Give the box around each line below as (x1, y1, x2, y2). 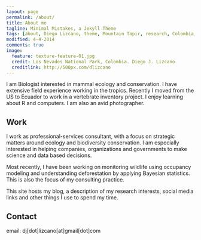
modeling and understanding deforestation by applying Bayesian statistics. (6, 170, 190, 177)
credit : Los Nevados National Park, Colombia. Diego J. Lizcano (11, 59, 175, 64)
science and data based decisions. (6, 152, 92, 159)
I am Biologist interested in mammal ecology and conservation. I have (6, 81, 178, 88)
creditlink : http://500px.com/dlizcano (11, 64, 111, 70)
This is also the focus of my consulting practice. (6, 176, 124, 183)
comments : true (6, 42, 44, 48)
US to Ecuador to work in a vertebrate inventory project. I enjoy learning (6, 93, 184, 100)
